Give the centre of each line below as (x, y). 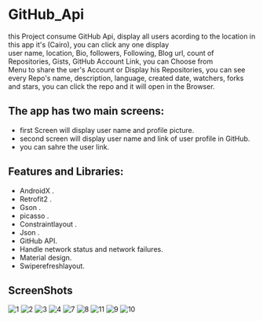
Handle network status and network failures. (91, 249)
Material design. (46, 257)
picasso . (34, 216)
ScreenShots (40, 290)
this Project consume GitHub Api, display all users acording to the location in (132, 36)
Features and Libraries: (66, 172)
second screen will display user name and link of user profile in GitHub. (135, 138)
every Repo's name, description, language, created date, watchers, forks (126, 78)
